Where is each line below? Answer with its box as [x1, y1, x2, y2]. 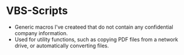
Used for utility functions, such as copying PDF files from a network [14, 36, 179, 43]
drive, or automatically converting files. [14, 42, 110, 49]
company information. [14, 29, 69, 36]
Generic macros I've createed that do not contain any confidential [14, 23, 173, 30]
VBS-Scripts [6, 4, 69, 18]
